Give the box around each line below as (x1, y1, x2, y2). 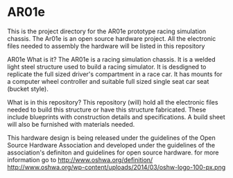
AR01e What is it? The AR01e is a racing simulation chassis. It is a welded (7, 55, 216, 63)
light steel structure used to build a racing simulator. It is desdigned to (7, 62, 207, 71)
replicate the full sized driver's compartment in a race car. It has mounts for (7, 70, 223, 78)
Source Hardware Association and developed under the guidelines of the (7, 141, 216, 149)
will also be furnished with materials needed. (7, 120, 135, 128)
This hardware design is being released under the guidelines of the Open (7, 133, 216, 142)
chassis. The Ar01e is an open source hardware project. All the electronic (7, 34, 216, 42)
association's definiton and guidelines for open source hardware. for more (7, 148, 220, 157)
